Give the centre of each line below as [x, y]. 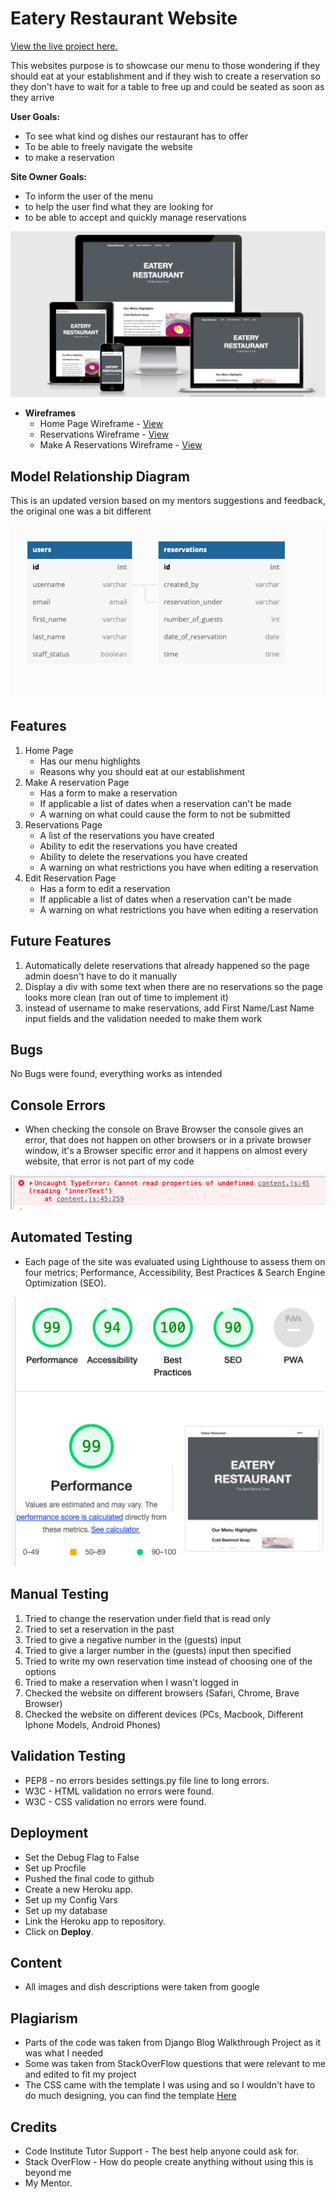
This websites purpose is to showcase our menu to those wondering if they [165, 65]
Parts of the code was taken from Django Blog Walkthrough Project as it [173, 2043]
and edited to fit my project [80, 2074]
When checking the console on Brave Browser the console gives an [164, 1129]
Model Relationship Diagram [100, 476]
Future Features [61, 941]
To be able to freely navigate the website [108, 146]
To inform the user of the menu [89, 196]
